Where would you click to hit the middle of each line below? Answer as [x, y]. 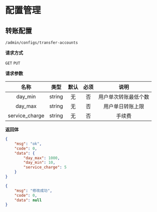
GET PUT [13, 63]
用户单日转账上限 [124, 106]
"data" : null [28, 200]
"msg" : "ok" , [28, 144]
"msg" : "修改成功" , [33, 191]
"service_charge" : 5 [45, 167]
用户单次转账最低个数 [124, 97]
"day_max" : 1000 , [42, 158]
